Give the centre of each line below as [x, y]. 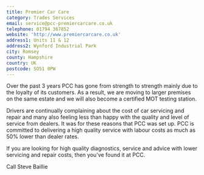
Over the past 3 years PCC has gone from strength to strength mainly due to [102, 86]
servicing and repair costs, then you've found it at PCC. [76, 155]
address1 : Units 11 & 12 [38, 40]
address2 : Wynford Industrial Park [51, 46]
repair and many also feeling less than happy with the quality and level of [98, 117]
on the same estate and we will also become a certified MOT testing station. [101, 99]
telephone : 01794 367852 [38, 29]
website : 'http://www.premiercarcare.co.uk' [64, 35]
